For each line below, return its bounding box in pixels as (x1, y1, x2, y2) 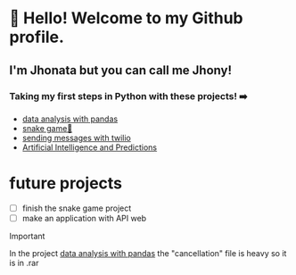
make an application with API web (21, 212, 147, 223)
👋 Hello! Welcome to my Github (9, 8, 243, 29)
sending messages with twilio (21, 132, 131, 143)
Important (9, 230, 45, 241)
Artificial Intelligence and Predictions (21, 142, 158, 153)
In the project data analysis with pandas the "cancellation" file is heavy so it (9, 247, 287, 258)
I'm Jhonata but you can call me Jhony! (9, 62, 232, 78)
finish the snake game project (21, 203, 132, 213)
